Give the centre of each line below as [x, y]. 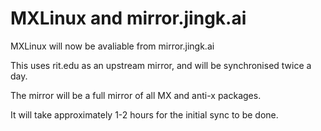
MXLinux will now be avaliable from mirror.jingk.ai [112, 46]
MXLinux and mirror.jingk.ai [128, 18]
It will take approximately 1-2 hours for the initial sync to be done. [144, 114]
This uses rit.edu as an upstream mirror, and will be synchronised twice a [161, 65]
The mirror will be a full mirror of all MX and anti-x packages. [136, 95]
